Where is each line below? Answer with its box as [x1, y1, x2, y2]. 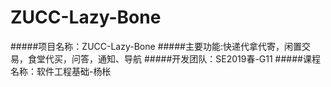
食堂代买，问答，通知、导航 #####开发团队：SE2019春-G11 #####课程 [27, 52, 321, 65]
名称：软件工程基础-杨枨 [10, 65, 112, 77]
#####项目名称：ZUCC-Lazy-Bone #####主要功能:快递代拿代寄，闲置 [10, 40, 302, 52]
